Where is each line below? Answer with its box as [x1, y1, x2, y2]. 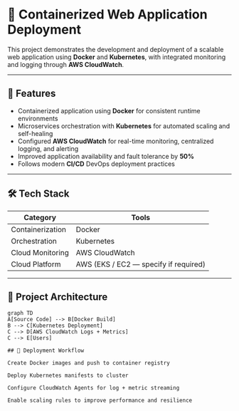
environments [17, 114, 58, 123]
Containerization [11, 224, 66, 234]
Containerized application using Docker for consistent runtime [17, 106, 201, 115]
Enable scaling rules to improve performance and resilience [7, 397, 193, 405]
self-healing [17, 129, 53, 137]
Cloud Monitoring [11, 247, 70, 257]
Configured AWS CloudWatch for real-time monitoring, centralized [17, 137, 214, 145]
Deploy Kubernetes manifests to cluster [7, 372, 129, 380]
